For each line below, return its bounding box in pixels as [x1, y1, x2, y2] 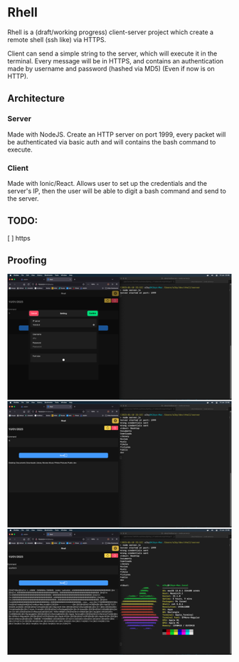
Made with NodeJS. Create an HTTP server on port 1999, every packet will [7, 130, 226, 139]
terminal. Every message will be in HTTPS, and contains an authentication [7, 56, 224, 65]
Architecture [7, 93, 65, 105]
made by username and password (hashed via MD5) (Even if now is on [7, 64, 215, 73]
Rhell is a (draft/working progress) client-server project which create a [7, 28, 214, 36]
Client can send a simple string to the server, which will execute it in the [7, 49, 218, 58]
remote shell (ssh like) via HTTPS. [7, 35, 107, 43]
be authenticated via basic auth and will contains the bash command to [7, 137, 216, 146]
